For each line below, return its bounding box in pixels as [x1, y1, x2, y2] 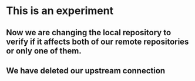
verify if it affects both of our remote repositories [6, 36, 189, 46]
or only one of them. [6, 46, 82, 56]
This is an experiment [6, 4, 113, 18]
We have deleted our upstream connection [6, 66, 166, 76]
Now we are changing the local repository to [6, 28, 172, 38]
